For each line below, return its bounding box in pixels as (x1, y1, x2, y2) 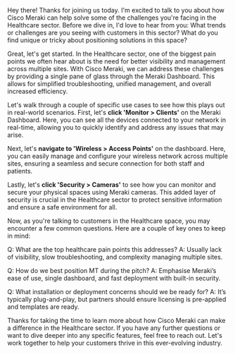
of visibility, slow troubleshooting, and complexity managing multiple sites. (7, 253, 223, 261)
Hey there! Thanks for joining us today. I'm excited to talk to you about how (7, 6, 225, 14)
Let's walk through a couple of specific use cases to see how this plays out (7, 101, 225, 109)
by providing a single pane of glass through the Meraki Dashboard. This (7, 72, 215, 80)
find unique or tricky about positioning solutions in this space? (7, 36, 188, 44)
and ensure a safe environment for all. (7, 203, 118, 211)
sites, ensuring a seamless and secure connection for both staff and (7, 159, 205, 168)
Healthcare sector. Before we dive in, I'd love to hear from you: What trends (7, 21, 227, 29)
